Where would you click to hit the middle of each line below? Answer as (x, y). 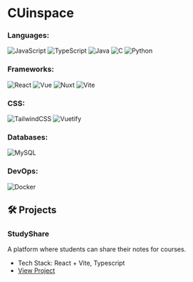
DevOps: (23, 171)
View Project (36, 271)
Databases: (28, 137)
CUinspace (41, 13)
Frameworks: (31, 69)
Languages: (28, 36)
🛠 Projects (32, 210)
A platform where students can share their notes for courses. (97, 249)
